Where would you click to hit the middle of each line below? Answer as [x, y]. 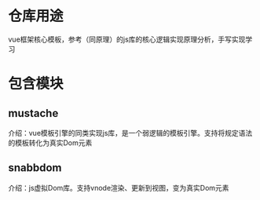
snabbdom [35, 168]
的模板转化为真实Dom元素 [50, 143]
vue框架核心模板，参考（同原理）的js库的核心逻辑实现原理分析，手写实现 [127, 39]
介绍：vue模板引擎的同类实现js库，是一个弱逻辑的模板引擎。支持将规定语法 [130, 133]
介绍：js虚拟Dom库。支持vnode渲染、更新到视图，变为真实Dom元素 [119, 187]
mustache [33, 113]
